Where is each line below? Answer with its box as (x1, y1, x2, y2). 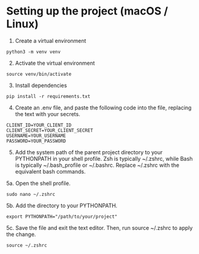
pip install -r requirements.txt (6, 93, 91, 99)
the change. (6, 230, 36, 238)
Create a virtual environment (15, 37, 86, 44)
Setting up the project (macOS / (6, 4, 168, 18)
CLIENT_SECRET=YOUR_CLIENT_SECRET (6, 127, 94, 134)
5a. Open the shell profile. (6, 180, 71, 187)
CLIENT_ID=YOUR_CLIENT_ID (6, 122, 71, 128)
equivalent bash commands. (15, 168, 86, 175)
